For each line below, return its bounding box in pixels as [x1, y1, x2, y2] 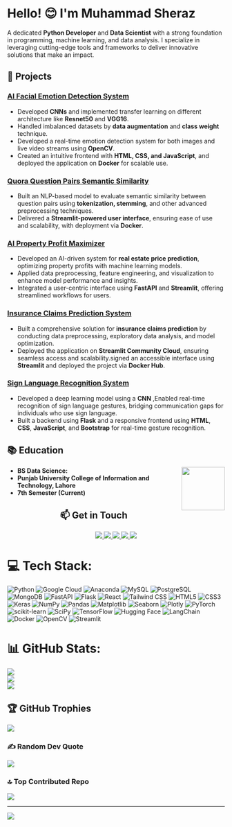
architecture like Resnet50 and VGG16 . [17, 114, 129, 123]
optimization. [17, 339, 55, 347]
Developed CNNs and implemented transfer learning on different [17, 107, 202, 116]
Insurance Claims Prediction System [7, 308, 132, 318]
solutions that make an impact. [7, 51, 95, 59]
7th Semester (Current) [17, 488, 86, 497]
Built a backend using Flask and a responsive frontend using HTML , [17, 416, 211, 424]
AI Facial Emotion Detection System [7, 92, 130, 101]
